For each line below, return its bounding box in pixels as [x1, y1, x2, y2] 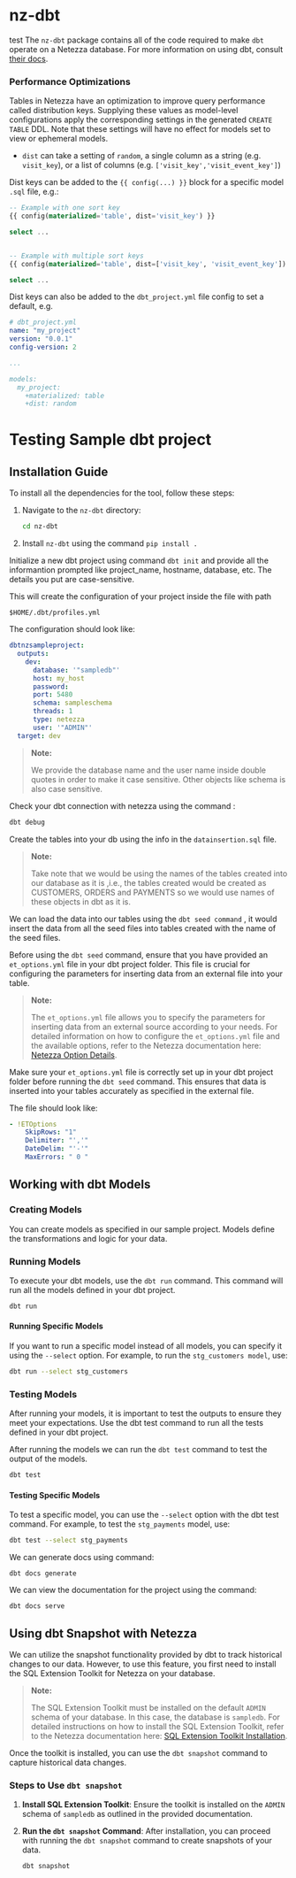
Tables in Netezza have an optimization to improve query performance [9, 96, 266, 106]
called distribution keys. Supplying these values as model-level [9, 105, 239, 116]
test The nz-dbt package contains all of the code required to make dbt [9, 35, 264, 45]
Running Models [9, 1255, 81, 1267]
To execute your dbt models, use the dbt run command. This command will [9, 1275, 284, 1286]
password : [32, 682, 69, 691]
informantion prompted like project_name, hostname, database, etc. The [9, 565, 272, 575]
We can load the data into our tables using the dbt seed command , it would [9, 913, 277, 924]
